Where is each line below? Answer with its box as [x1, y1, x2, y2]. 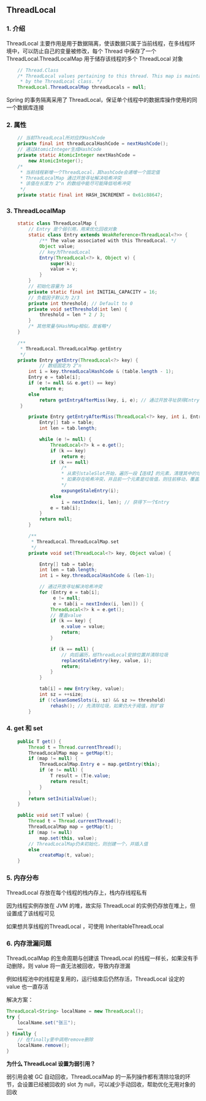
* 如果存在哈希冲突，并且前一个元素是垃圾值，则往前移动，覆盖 [61, 476, 199, 482]
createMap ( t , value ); [39, 852, 95, 859]
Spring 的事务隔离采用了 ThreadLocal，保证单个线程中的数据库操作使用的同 [6, 96, 197, 104]
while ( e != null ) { [39, 436, 92, 442]
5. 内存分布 [6, 874, 39, 883]
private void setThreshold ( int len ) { [28, 306, 128, 312]
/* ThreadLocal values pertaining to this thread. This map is [17, 73, 183, 79]
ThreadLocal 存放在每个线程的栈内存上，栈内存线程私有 [6, 889, 147, 896]
